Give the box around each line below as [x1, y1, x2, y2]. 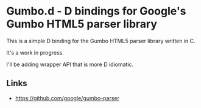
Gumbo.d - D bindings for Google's [6, 4, 186, 18]
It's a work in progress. [6, 49, 64, 56]
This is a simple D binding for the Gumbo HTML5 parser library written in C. [6, 37, 196, 44]
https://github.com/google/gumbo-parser [15, 94, 120, 101]
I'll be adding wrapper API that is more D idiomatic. [6, 61, 134, 68]
